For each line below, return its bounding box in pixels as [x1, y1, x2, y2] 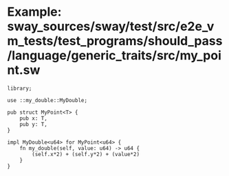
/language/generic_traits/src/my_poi [7, 48, 222, 64]
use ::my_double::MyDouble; [7, 97, 88, 103]
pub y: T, [19, 121, 48, 127]
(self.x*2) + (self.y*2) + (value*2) [32, 151, 140, 158]
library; [7, 85, 32, 92]
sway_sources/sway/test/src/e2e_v [7, 18, 215, 34]
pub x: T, [19, 114, 48, 122]
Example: [7, 4, 62, 20]
